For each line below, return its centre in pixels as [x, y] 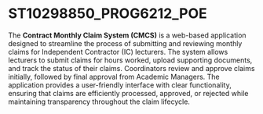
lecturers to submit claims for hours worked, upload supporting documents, [130, 60]
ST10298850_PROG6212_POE [108, 14]
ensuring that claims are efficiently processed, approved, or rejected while [128, 93]
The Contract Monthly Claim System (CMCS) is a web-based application [127, 35]
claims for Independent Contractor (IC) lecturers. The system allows [118, 52]
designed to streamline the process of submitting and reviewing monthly [125, 43]
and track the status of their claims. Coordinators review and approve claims [131, 68]
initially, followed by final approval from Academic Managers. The [114, 77]
